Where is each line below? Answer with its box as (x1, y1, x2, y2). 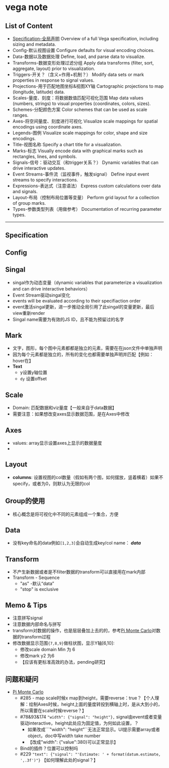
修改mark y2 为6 (20, 653, 54, 659)
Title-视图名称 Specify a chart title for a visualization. (12, 142, 122, 147)
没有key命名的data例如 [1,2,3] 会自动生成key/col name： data (12, 540, 141, 546)
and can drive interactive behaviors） (12, 285, 91, 291)
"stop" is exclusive (20, 586, 59, 593)
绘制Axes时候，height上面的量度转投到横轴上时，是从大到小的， (29, 701, 162, 707)
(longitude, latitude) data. (12, 89, 65, 95)
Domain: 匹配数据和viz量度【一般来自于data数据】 (12, 405, 117, 411)
